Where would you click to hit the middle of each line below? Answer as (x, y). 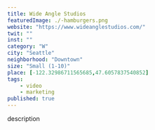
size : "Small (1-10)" (39, 66)
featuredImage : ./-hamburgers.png (58, 20)
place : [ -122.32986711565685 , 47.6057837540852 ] (78, 72)
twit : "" (20, 33)
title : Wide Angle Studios (47, 14)
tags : (15, 79)
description (24, 119)
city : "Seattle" (31, 53)
